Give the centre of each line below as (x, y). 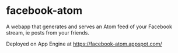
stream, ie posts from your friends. (48, 32)
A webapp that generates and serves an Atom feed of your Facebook (89, 26)
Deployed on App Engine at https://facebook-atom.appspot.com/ (84, 44)
